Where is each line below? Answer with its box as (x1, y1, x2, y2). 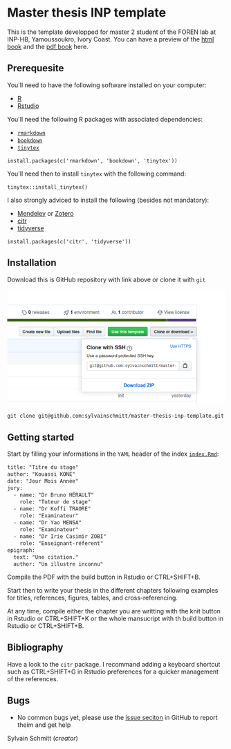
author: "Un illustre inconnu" (13, 560, 104, 568)
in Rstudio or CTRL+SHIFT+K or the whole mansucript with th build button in (7, 614, 223, 622)
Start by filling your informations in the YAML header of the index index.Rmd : (7, 450, 219, 458)
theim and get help (17, 721, 71, 729)
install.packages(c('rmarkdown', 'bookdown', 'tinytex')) (7, 157, 178, 164)
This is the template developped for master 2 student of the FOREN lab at (7, 28, 216, 36)
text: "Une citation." (13, 553, 79, 561)
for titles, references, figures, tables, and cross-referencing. (7, 593, 178, 602)
